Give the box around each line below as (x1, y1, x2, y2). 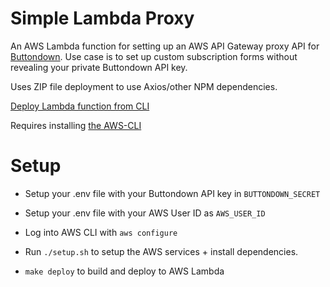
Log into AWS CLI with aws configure (24, 226, 178, 238)
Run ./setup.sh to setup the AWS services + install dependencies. (24, 245, 299, 257)
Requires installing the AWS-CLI (10, 119, 142, 131)
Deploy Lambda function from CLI (10, 100, 150, 112)
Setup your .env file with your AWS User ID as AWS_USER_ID (24, 207, 266, 219)
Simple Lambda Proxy (10, 7, 195, 30)
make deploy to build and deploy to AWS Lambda (24, 265, 225, 277)
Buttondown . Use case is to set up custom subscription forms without (10, 50, 298, 62)
